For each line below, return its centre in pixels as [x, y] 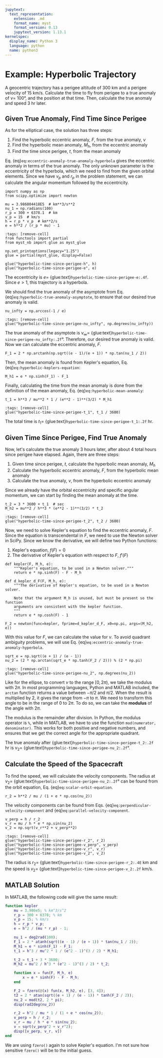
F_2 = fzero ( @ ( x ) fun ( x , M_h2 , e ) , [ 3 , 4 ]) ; [60, 991]
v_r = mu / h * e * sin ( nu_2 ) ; [45, 1022]
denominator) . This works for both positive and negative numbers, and [75, 728]
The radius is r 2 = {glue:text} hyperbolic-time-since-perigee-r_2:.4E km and [81, 863]
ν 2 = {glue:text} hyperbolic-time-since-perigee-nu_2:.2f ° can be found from [81, 782]
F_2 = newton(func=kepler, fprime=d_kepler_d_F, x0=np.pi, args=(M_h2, [79, 624]
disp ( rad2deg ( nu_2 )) [35, 1004]
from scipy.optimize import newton [41, 196]
